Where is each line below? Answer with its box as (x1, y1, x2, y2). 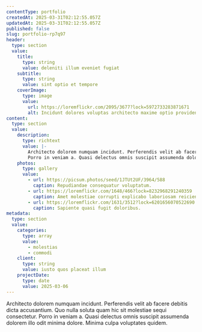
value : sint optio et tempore (22, 82, 98, 88)
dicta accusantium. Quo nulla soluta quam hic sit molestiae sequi (6, 306, 167, 313)
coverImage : (17, 87, 47, 93)
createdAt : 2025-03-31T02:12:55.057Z (6, 14, 101, 20)
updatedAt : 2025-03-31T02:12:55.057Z (6, 20, 101, 26)
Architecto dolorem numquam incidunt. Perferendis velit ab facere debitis (6, 299, 188, 307)
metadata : (6, 210, 31, 217)
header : (6, 37, 26, 43)
